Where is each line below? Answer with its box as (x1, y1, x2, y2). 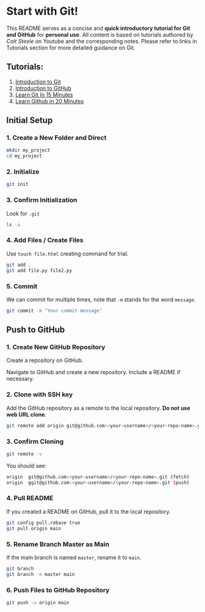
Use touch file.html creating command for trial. (6, 249, 129, 257)
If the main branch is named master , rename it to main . (6, 553, 142, 561)
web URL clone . (6, 411, 47, 418)
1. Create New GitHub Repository (6, 343, 106, 352)
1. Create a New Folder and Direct (6, 133, 107, 142)
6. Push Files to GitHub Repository (6, 586, 110, 594)
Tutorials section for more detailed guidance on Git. (6, 44, 135, 51)
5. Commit (6, 282, 38, 290)
